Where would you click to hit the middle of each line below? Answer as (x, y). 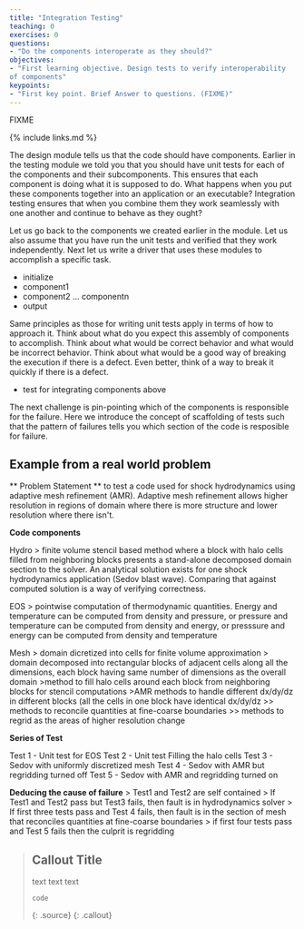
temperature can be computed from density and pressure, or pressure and (149, 616)
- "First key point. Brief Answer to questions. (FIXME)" (121, 94)
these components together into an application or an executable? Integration (152, 193)
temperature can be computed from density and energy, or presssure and (147, 626)
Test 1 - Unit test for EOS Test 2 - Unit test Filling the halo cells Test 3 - (142, 756)
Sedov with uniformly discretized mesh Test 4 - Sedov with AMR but (137, 766)
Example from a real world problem (110, 464)
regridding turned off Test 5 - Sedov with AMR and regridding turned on (144, 775)
